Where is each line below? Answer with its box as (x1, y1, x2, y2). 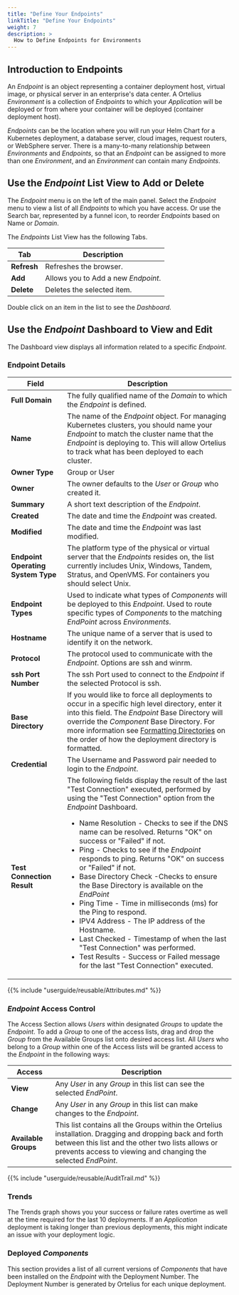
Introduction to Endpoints (7, 63, 123, 76)
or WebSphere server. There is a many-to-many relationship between (7, 141, 211, 150)
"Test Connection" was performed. (79, 942, 196, 952)
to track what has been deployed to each (67, 447, 204, 457)
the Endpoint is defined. (67, 400, 147, 410)
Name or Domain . (7, 219, 59, 227)
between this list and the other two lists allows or (55, 1138, 218, 1148)
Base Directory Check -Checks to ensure (79, 871, 218, 881)
